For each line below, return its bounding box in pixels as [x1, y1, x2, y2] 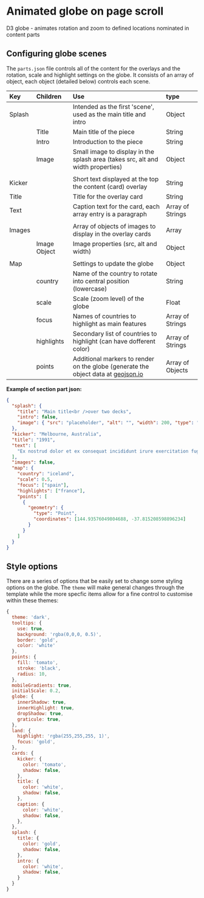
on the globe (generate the [72, 362, 149, 370]
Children [36, 92, 62, 101]
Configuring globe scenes [6, 49, 107, 59]
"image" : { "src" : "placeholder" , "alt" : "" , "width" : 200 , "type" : [17, 420, 194, 426]
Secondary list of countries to [72, 329, 157, 338]
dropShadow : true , [17, 710, 64, 716]
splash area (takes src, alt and [72, 155, 158, 163]
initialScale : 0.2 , [12, 688, 61, 694]
